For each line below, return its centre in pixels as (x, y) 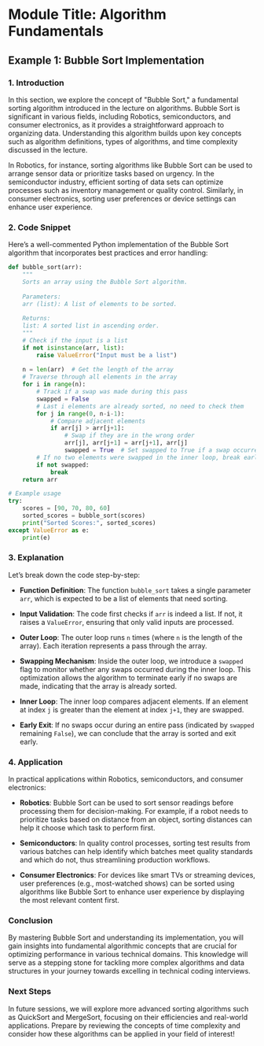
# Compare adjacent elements (98, 421)
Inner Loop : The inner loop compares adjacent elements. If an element (134, 701)
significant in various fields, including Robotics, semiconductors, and (119, 116)
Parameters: (42, 297)
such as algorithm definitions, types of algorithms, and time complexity (123, 141)
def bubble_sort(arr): (45, 268)
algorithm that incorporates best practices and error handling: (108, 253)
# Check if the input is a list (75, 340)
